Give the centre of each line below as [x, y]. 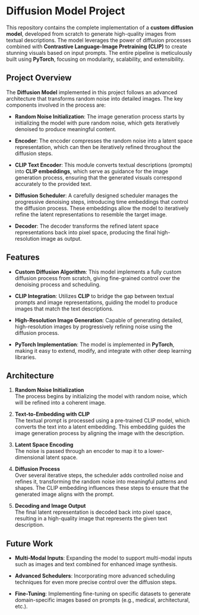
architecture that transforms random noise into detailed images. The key [94, 98]
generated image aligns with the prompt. [64, 494]
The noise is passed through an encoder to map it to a [81, 451]
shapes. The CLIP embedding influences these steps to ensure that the [102, 488]
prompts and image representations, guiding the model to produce [96, 302]
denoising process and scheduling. [58, 284]
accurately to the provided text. [53, 184]
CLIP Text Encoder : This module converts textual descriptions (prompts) [104, 164]
